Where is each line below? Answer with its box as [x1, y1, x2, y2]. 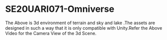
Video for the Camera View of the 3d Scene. [5, 30, 97, 36]
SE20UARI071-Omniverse [5, 3, 114, 15]
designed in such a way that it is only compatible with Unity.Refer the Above [5, 25, 162, 31]
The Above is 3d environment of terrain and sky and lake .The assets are [5, 20, 155, 26]
